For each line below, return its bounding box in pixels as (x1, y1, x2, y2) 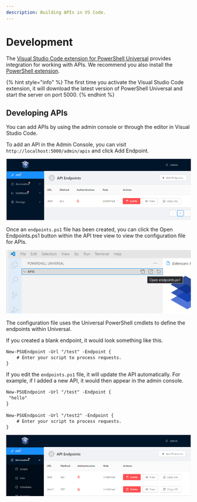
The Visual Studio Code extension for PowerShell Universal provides (6, 54, 171, 62)
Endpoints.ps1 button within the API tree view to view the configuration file (6, 232, 186, 239)
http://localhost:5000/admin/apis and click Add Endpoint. (6, 147, 150, 155)
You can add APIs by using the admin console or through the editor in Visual (6, 124, 190, 131)
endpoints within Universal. (6, 326, 72, 333)
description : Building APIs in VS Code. (6, 9, 107, 15)
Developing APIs (6, 108, 68, 118)
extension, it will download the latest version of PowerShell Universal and (6, 85, 183, 92)
